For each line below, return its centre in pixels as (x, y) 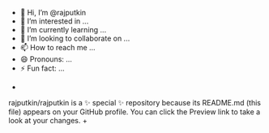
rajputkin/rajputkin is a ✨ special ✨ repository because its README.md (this (135, 103)
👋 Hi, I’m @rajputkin (53, 13)
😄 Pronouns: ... (46, 59)
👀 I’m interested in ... (54, 21)
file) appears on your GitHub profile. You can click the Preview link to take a (134, 112)
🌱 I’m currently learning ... (63, 30)
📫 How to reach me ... (58, 47)
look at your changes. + (48, 120)
